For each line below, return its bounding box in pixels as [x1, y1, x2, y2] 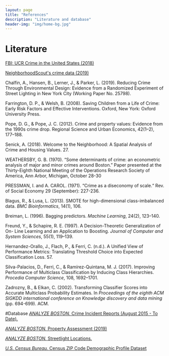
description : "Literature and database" [5, 17, 92, 22]
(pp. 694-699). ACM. [5, 301, 49, 307]
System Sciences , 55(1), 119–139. [5, 233, 74, 240]
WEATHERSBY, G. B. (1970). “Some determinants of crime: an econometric [5, 156, 160, 163]
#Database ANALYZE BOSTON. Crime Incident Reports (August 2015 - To [5, 310, 158, 317]
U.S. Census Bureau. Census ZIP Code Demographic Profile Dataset [5, 345, 147, 351]
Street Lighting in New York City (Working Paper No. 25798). [5, 91, 131, 97]
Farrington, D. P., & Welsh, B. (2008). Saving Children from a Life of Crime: [5, 100, 160, 106]
